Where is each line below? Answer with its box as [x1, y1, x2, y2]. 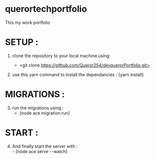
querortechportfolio [5, 3, 87, 15]
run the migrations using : [12, 105, 64, 111]
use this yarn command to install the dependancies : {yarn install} [12, 72, 144, 78]
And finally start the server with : [12, 143, 78, 149]
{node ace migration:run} [19, 110, 70, 116]
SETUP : [5, 37, 39, 48]
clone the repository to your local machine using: [12, 53, 111, 59]
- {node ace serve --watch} [12, 148, 68, 154]
